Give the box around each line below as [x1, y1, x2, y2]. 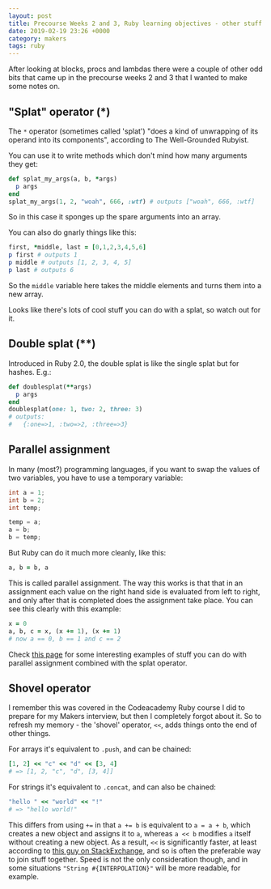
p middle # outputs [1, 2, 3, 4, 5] [8, 258, 132, 267]
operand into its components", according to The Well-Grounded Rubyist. [8, 134, 249, 144]
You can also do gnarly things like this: [8, 228, 137, 237]
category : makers [8, 34, 67, 43]
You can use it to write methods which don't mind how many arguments [8, 151, 248, 160]
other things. [8, 729, 51, 738]
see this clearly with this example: [8, 604, 121, 614]
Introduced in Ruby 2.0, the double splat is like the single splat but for [8, 358, 239, 368]
